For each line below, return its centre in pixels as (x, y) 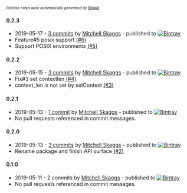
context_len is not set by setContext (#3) (64, 85)
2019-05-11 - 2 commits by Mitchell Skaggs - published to (85, 178)
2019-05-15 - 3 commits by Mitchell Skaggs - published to (86, 73)
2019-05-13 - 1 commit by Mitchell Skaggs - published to (84, 112)
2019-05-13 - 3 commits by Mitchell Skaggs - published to (86, 145)
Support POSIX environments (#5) (56, 46)
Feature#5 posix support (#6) (50, 40)
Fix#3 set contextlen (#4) (45, 79)
